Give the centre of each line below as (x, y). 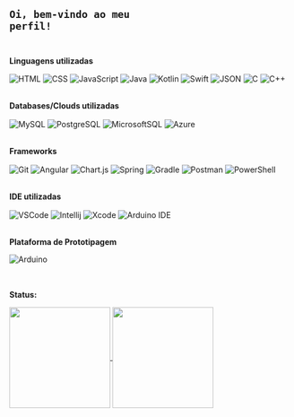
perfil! (30, 26)
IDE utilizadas (35, 196)
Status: (23, 294)
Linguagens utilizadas (52, 61)
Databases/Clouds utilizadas (64, 106)
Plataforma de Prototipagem (63, 241)
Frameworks (33, 152)
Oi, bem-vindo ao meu (69, 15)
